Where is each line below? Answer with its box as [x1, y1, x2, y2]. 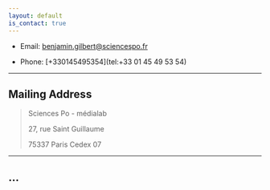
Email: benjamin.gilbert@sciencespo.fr [19, 41, 149, 51]
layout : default [8, 11, 63, 20]
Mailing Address [8, 87, 92, 101]
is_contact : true [8, 19, 67, 27]
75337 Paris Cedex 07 [27, 139, 102, 149]
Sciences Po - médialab [27, 109, 107, 119]
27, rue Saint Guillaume [27, 124, 104, 134]
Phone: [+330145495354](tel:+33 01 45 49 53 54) [19, 57, 187, 67]
